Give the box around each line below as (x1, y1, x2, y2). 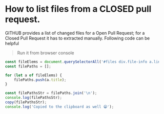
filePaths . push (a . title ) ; (14, 77, 67, 82)
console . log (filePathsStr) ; (5, 95, 62, 100)
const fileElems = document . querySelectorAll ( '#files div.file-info (5, 59, 147, 64)
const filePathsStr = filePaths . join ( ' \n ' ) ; (5, 91, 97, 96)
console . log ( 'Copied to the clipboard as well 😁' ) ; (5, 104, 114, 109)
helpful (5, 40, 20, 46)
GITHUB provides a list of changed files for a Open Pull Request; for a (5, 30, 145, 36)
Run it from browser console (17, 50, 74, 56)
